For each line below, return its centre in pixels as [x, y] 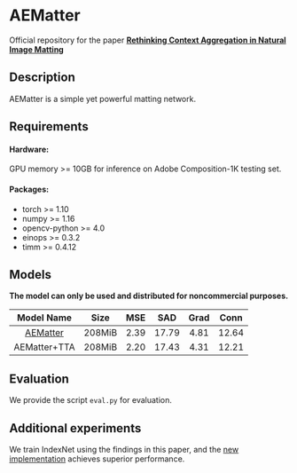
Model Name [44, 318]
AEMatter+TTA [44, 347]
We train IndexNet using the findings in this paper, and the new [124, 449]
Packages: [29, 189]
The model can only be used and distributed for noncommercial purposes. [149, 296]
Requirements [49, 126]
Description [42, 78]
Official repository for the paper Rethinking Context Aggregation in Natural [148, 40]
